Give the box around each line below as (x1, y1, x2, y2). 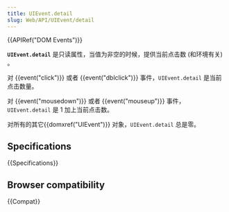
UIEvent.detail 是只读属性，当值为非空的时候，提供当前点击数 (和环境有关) (7, 50, 223, 58)
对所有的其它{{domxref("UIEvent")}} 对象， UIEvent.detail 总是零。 (7, 120, 200, 128)
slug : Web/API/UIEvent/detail (7, 17, 95, 24)
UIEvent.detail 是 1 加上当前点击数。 (7, 105, 113, 114)
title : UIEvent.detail (7, 10, 73, 17)
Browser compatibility (7, 179, 105, 191)
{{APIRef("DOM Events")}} (7, 35, 83, 44)
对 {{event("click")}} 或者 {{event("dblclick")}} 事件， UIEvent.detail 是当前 (7, 73, 222, 82)
